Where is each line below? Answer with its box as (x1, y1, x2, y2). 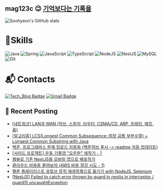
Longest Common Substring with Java (12, 138, 89, 144)
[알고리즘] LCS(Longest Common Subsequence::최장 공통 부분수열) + (12, 133, 148, 139)
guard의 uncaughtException (12, 179, 68, 185)
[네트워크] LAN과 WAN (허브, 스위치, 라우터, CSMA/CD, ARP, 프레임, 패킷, (12, 121, 154, 127)
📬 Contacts (5, 74, 55, 85)
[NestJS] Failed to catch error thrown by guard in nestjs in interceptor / (12, 174, 154, 179)
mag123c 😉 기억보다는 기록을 (5, 4, 92, 13)
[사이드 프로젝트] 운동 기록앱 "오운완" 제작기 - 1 (12, 150, 102, 156)
